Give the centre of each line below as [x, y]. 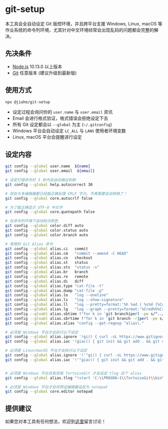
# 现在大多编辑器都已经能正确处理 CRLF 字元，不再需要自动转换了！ [66, 194]
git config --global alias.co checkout [49, 258]
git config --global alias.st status [47, 263]
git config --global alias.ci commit [47, 249]
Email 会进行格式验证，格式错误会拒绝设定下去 [60, 118]
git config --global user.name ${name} [48, 166]
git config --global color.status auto [47, 230]
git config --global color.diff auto [44, 226]
